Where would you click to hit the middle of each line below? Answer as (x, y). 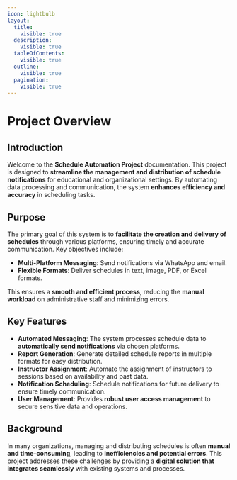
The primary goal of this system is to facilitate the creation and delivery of (117, 234)
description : (33, 40)
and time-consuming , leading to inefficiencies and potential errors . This (115, 453)
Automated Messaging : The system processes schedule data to (112, 338)
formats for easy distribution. (60, 361)
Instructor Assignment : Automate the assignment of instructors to (115, 369)
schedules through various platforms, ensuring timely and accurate (106, 242)
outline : (27, 67)
